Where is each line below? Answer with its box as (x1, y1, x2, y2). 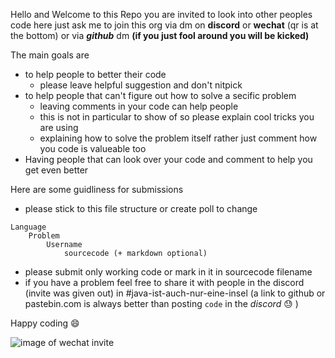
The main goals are (10, 49, 90, 61)
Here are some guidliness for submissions (10, 184, 184, 195)
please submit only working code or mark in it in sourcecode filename (24, 266, 313, 278)
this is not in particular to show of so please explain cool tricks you (39, 111, 315, 123)
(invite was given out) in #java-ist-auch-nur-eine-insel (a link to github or (24, 287, 326, 299)
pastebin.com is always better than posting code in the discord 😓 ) (24, 298, 299, 309)
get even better (24, 164, 89, 176)
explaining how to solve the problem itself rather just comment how (39, 132, 318, 144)
